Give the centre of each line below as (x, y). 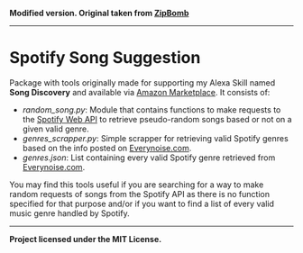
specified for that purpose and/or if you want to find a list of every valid (142, 203)
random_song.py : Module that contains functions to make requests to (151, 109)
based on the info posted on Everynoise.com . (107, 148)
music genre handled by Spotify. (69, 213)
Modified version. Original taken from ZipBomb (99, 13)
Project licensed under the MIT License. (86, 239)
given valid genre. (55, 129)
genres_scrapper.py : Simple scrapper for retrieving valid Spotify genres (155, 138)
